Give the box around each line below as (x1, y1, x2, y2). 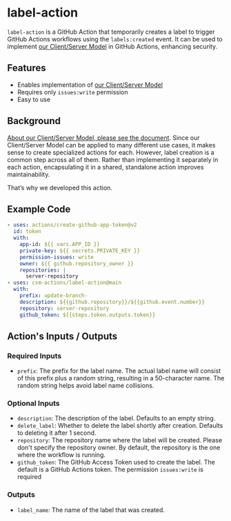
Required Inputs (7, 351, 62, 360)
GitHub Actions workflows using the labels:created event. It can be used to (7, 34, 223, 43)
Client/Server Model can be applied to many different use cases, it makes (7, 141, 216, 149)
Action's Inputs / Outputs (7, 330, 118, 342)
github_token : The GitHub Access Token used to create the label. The (17, 458, 215, 467)
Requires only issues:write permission (17, 88, 129, 96)
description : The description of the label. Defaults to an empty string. (17, 414, 216, 422)
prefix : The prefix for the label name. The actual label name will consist (17, 367, 221, 375)
